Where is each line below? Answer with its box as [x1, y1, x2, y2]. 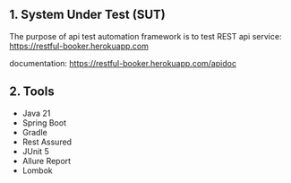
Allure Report [21, 155, 72, 166]
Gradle [21, 126, 47, 137]
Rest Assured [21, 136, 73, 147]
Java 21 [21, 108, 51, 118]
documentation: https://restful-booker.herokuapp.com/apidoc [9, 57, 237, 68]
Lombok [21, 165, 54, 176]
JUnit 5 [21, 145, 49, 156]
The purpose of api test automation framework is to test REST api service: [9, 30, 282, 41]
